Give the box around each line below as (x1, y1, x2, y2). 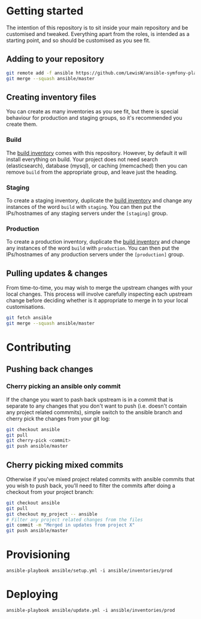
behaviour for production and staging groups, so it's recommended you (6, 114, 182, 122)
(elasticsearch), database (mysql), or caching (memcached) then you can (6, 162, 187, 169)
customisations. (6, 304, 45, 311)
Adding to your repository (6, 54, 105, 64)
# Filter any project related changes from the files (6, 517, 144, 523)
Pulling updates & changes (6, 268, 108, 278)
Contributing (6, 340, 71, 354)
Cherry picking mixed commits (6, 460, 124, 470)
